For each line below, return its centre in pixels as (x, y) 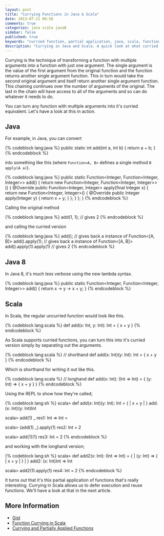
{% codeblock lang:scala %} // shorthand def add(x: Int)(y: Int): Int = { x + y (81, 355)
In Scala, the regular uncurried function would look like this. (65, 316)
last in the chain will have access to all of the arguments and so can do (76, 91)
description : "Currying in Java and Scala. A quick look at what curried (82, 46)
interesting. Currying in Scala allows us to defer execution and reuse (74, 485)
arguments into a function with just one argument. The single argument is (79, 65)
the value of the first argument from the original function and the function (79, 70)
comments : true (20, 23)
